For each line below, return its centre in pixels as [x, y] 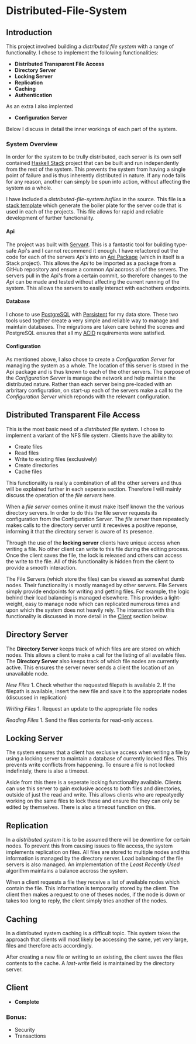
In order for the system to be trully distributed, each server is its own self [94, 157]
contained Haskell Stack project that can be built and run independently [92, 163]
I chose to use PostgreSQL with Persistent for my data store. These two [92, 314]
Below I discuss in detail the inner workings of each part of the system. [92, 129]
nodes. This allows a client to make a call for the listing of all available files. [96, 655]
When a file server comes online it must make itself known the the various [95, 507]
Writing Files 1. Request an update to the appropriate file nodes [82, 708]
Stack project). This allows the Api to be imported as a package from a [91, 263]
